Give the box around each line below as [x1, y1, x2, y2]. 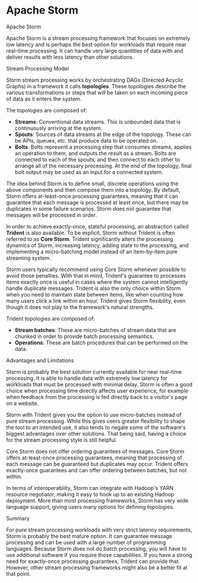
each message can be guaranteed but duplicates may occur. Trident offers [6, 460, 188, 468]
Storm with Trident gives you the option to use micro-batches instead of [6, 411, 182, 418]
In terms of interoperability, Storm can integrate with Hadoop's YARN [6, 484, 174, 491]
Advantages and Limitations [6, 356, 74, 364]
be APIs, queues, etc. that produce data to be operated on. [14, 137, 158, 144]
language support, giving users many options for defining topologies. [6, 503, 174, 510]
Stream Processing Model [6, 65, 69, 72]
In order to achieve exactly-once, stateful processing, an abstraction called [6, 223, 189, 230]
